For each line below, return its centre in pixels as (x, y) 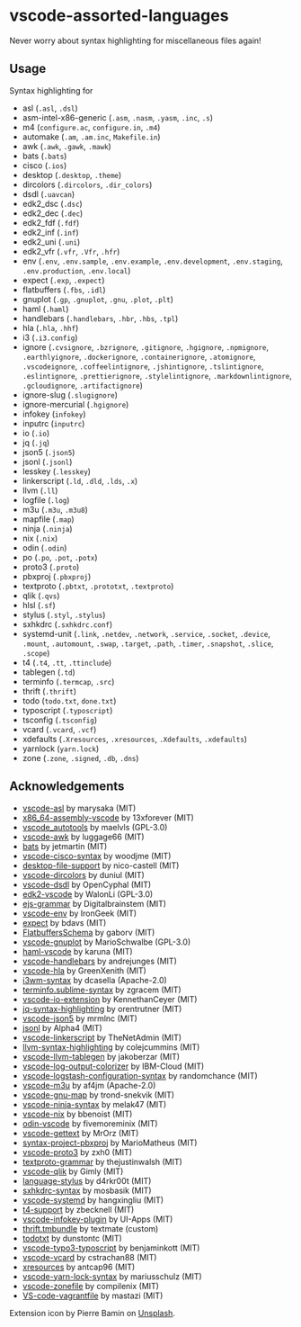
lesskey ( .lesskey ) (57, 471)
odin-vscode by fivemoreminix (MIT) (90, 1123)
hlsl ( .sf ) (39, 605)
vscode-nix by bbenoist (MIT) (77, 1114)
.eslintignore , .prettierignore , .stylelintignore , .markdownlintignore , (157, 375)
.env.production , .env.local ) (76, 270)
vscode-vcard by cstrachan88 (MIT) (89, 1257)
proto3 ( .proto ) (51, 567)
